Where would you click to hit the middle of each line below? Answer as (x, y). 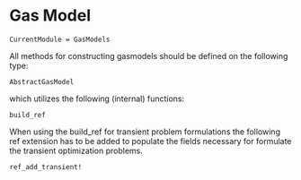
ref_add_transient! (46, 167)
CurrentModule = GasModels (60, 39)
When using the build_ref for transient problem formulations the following (145, 132)
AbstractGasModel (42, 81)
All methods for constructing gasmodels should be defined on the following (149, 56)
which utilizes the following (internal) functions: (97, 99)
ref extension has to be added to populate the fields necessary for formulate (150, 141)
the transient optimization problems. (76, 150)
